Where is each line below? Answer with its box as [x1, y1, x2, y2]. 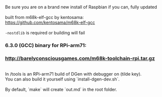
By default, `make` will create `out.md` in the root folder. [5, 87, 117, 93]
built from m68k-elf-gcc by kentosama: [5, 15, 84, 20]
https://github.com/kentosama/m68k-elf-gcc [5, 19, 95, 25]
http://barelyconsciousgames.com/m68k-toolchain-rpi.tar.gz [5, 55, 155, 62]
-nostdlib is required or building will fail [5, 30, 85, 35]
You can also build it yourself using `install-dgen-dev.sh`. [5, 76, 120, 82]
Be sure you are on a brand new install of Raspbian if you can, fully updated [5, 4, 157, 10]
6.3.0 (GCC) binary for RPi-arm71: [5, 42, 87, 48]
